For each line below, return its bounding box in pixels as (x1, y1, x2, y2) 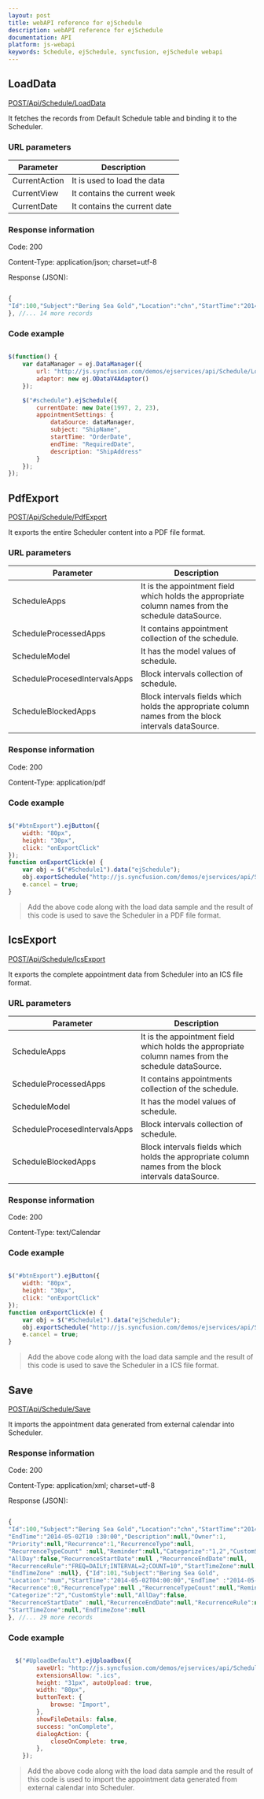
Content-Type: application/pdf (8, 777, 106, 787)
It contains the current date (71, 201, 172, 212)
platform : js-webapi (8, 41, 76, 49)
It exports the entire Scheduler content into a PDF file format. (8, 528, 206, 537)
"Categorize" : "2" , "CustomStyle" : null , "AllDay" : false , (8, 1592, 189, 1600)
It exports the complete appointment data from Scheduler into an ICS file (8, 970, 244, 979)
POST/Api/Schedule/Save (8, 1404, 91, 1414)
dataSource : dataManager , (49, 418, 135, 426)
